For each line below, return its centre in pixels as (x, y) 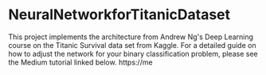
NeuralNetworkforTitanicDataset (119, 15)
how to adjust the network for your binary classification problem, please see (133, 53)
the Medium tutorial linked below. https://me (80, 62)
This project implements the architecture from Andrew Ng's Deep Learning (131, 37)
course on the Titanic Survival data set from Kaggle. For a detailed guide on (132, 45)
